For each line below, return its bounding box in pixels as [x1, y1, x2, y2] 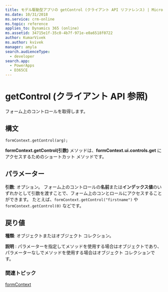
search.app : [5, 58, 30, 63]
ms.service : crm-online [5, 16, 55, 21]
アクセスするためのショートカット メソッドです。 [5, 153, 106, 159]
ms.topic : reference [5, 21, 48, 26]
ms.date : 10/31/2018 [5, 12, 48, 17]
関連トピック [5, 269, 36, 276]
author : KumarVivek [5, 35, 46, 40]
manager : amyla [5, 44, 37, 49]
